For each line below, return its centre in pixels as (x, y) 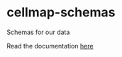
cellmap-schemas (61, 12)
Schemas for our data (38, 32)
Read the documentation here (50, 46)
